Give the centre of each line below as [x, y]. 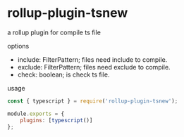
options [18, 46]
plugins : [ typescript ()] [56, 120]
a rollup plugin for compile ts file [54, 32]
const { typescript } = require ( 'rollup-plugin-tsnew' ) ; [93, 101]
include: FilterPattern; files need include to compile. [92, 59]
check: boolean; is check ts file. [63, 74]
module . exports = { [36, 114]
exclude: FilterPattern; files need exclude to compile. [94, 67]
